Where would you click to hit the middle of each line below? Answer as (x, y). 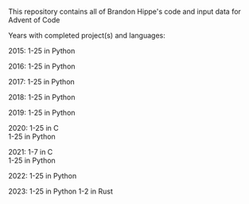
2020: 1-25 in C (33, 128)
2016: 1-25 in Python (42, 66)
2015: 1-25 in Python (42, 51)
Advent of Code (34, 20)
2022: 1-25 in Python (43, 176)
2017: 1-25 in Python (42, 82)
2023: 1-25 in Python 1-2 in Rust (61, 191)
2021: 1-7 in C (31, 152)
